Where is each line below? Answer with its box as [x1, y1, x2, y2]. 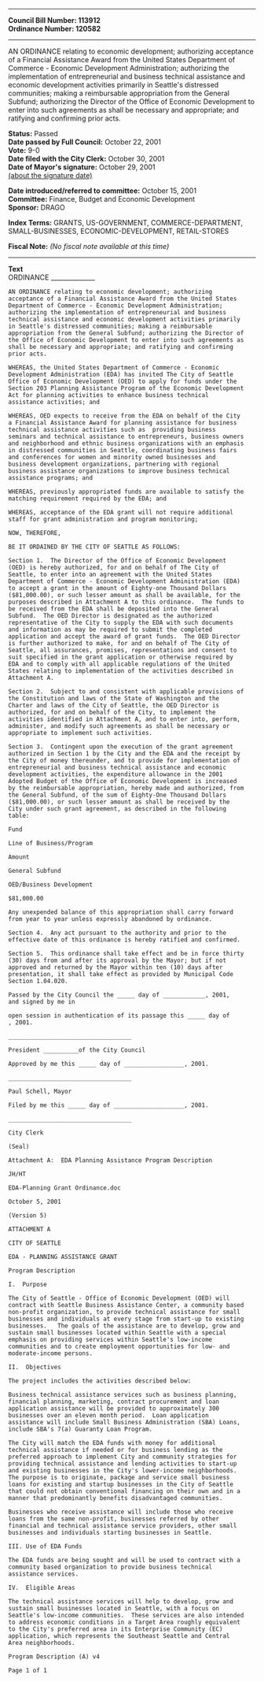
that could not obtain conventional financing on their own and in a [8, 1487, 241, 1495]
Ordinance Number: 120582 [8, 24, 101, 33]
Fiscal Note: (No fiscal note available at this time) [8, 242, 170, 251]
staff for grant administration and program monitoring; [8, 515, 199, 523]
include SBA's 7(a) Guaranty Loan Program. [8, 1425, 153, 1433]
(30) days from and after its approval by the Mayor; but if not [8, 956, 226, 964]
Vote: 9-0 [8, 146, 41, 154]
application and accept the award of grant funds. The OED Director [8, 633, 241, 640]
